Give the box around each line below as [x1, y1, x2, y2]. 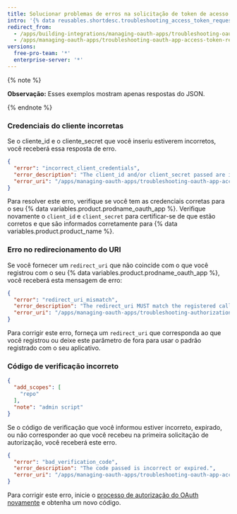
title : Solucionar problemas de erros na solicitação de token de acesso [7, 10, 229, 18]
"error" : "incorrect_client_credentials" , [13, 164, 140, 172]
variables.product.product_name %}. [7, 227, 114, 235]
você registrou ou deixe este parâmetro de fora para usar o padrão [7, 337, 202, 345]
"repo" [20, 390, 39, 398]
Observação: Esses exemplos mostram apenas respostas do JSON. [7, 89, 205, 98]
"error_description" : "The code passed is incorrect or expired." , [13, 465, 217, 472]
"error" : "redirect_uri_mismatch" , [13, 296, 119, 303]
